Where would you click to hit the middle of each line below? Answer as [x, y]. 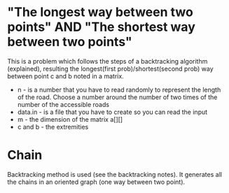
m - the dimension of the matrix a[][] [70, 119]
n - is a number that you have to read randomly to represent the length [119, 90]
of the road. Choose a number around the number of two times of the [117, 97]
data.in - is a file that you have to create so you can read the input [112, 112]
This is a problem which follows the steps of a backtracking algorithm [107, 61]
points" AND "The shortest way [102, 27]
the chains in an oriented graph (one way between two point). [96, 182]
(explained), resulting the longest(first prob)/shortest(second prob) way [110, 69]
